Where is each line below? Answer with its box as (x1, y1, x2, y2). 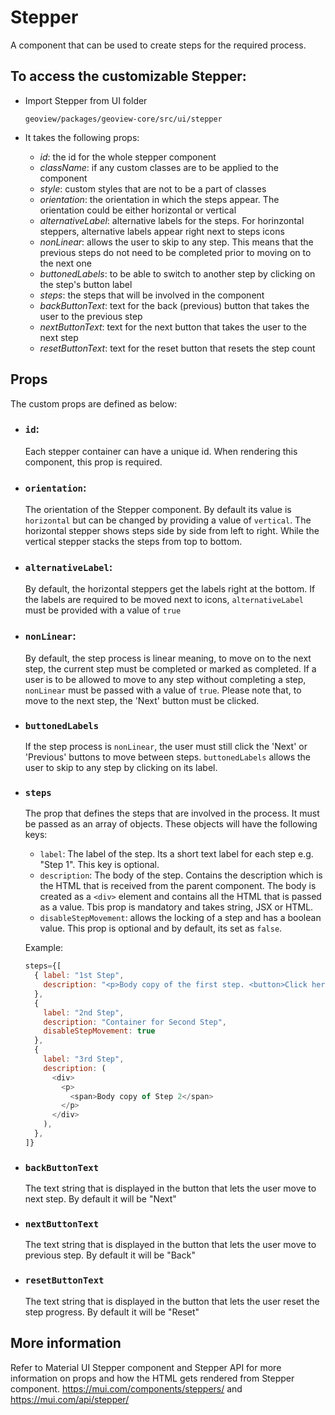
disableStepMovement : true (43, 1026, 156, 1036)
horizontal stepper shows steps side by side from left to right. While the (24, 525, 320, 537)
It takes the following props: (24, 131, 140, 143)
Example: (24, 942, 64, 954)
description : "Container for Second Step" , (43, 1017, 227, 1027)
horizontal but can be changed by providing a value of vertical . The (24, 514, 312, 526)
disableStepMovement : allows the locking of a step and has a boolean (39, 912, 322, 924)
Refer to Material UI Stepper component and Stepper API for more (10, 1361, 282, 1373)
